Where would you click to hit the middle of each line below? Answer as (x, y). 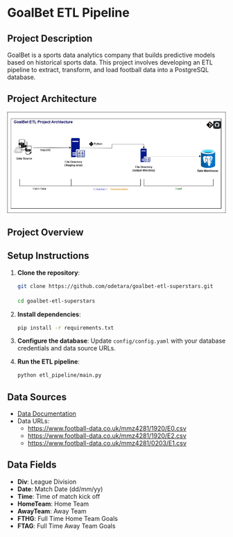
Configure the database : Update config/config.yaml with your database (121, 341)
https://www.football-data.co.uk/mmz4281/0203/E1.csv (107, 443)
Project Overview (45, 233)
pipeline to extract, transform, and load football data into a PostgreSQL (108, 70)
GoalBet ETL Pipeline (68, 13)
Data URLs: (33, 421)
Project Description (50, 39)
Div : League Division (47, 481)
